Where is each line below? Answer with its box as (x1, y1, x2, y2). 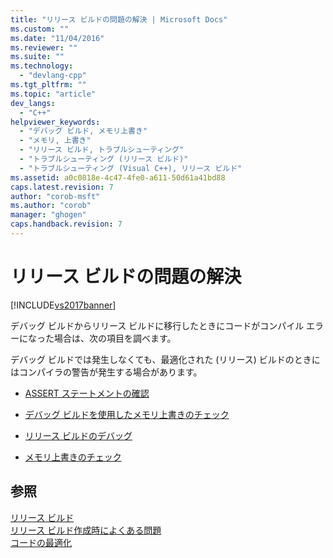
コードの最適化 (10, 536, 72, 548)
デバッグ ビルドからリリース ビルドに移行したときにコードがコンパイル (10, 319, 305, 331)
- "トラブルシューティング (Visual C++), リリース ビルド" (19, 163, 243, 173)
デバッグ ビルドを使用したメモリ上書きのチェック (24, 408, 230, 420)
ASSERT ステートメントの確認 (24, 387, 150, 399)
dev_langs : (10, 98, 56, 108)
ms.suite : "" (10, 52, 65, 62)
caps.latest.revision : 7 (10, 182, 114, 192)
